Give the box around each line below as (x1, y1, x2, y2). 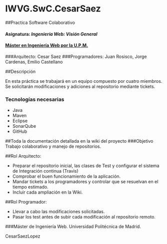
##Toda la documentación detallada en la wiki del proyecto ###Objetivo (5, 138, 153, 144)
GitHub (12, 128, 27, 135)
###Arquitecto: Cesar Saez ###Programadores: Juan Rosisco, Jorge (5, 53, 147, 59)
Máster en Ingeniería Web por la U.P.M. (5, 42, 88, 48)
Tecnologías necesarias (5, 96, 64, 103)
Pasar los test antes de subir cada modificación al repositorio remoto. (12, 214, 156, 220)
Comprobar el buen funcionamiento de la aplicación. (12, 173, 121, 180)
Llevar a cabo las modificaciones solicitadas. (12, 209, 105, 215)
